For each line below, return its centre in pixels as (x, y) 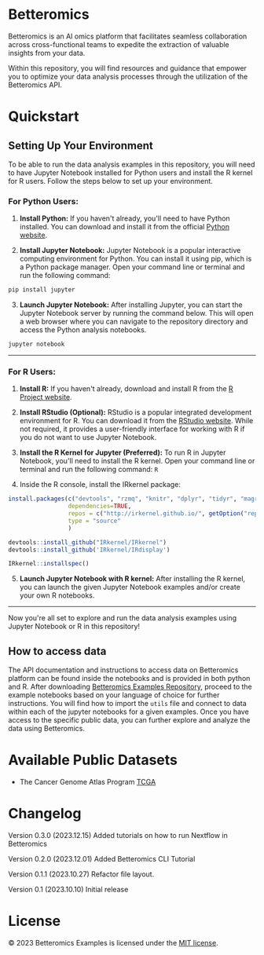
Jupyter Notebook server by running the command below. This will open (136, 313)
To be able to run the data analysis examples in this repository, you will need (132, 164)
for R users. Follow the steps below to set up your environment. (111, 181)
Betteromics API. (35, 85)
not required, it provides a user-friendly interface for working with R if (132, 429)
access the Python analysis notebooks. (83, 330)
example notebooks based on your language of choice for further (114, 695)
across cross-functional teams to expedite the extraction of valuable (119, 44)
